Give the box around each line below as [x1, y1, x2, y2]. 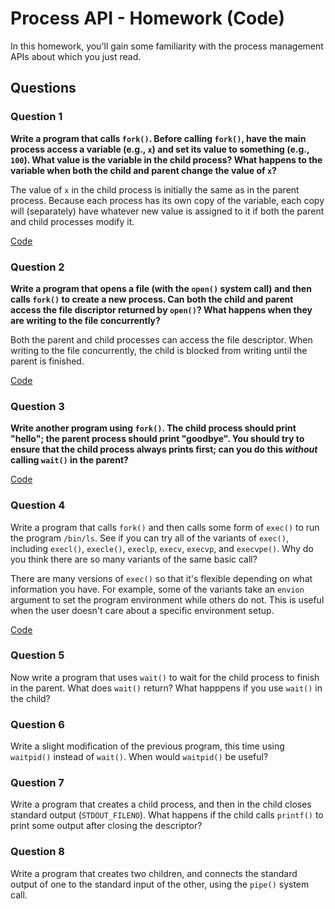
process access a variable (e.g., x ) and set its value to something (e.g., [10, 143, 310, 155]
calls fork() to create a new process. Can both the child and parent [10, 293, 294, 305]
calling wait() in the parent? [10, 454, 129, 466]
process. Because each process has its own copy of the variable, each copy [10, 194, 325, 206]
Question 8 [10, 845, 65, 859]
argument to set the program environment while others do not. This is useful [10, 593, 325, 606]
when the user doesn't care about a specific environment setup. [10, 604, 275, 616]
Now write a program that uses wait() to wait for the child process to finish [10, 671, 320, 683]
